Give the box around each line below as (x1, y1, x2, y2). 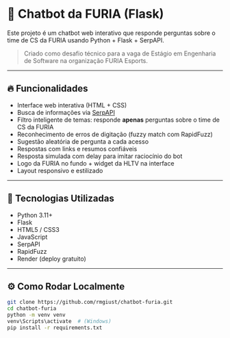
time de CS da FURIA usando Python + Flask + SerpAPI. (7, 36, 164, 44)
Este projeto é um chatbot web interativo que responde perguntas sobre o (7, 29, 216, 37)
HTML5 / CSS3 (16, 225, 60, 233)
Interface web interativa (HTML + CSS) (16, 101, 127, 109)
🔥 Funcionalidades (7, 83, 88, 94)
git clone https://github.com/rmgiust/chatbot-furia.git (7, 299, 173, 306)
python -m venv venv (7, 311, 66, 319)
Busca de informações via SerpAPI (16, 108, 115, 116)
